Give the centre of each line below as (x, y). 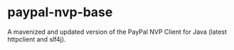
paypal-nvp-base (60, 12)
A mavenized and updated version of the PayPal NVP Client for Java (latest (117, 32)
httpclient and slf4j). (37, 39)
